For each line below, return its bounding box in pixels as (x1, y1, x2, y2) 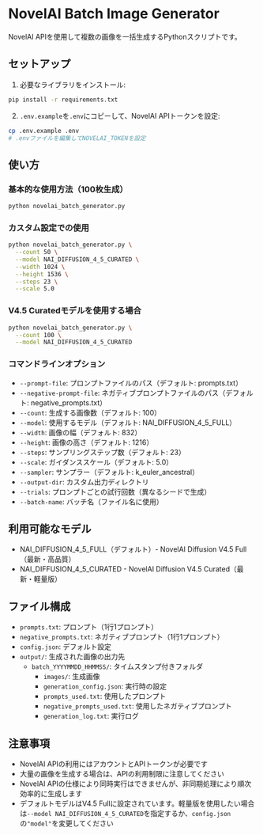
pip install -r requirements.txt (8, 96, 118, 104)
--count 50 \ (15, 249, 58, 256)
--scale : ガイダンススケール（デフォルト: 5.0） (19, 457, 174, 467)
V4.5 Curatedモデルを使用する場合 (8, 306, 142, 317)
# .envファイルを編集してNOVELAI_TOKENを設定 (8, 134, 146, 142)
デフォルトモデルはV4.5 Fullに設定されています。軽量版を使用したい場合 (19, 799, 255, 808)
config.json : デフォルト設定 (19, 642, 112, 651)
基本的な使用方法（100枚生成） (8, 184, 128, 195)
